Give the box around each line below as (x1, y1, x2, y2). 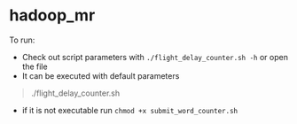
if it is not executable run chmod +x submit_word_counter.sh (21, 105, 238, 115)
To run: (9, 35, 35, 45)
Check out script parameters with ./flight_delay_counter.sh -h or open (21, 51, 288, 62)
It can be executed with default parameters (21, 70, 180, 81)
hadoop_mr (9, 5, 96, 26)
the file (21, 61, 48, 72)
